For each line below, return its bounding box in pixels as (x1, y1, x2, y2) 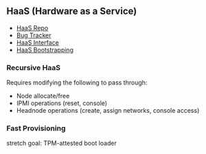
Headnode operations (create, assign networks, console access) (16, 107, 200, 115)
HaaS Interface (16, 38, 59, 47)
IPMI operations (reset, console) (16, 99, 108, 107)
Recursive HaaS (6, 63, 61, 72)
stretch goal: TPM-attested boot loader (6, 139, 117, 147)
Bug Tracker (16, 31, 51, 39)
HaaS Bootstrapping (16, 45, 73, 54)
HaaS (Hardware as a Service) (6, 5, 137, 17)
